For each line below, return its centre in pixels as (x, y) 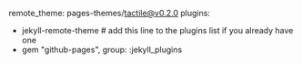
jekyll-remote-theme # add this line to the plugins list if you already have (157, 30)
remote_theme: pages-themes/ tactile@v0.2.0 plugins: (110, 13)
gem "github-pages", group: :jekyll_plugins (102, 50)
